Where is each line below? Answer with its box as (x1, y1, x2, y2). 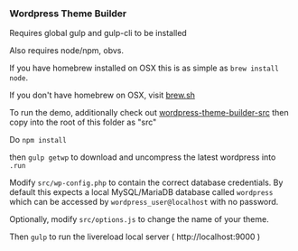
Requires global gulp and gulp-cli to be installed (9, 28, 187, 39)
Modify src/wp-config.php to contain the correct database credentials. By (9, 177, 284, 188)
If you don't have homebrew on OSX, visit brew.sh (9, 89, 196, 101)
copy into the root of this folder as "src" (9, 116, 157, 128)
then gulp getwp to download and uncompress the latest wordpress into (9, 152, 276, 163)
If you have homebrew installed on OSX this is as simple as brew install (9, 62, 280, 74)
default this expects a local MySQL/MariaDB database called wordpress (9, 187, 274, 198)
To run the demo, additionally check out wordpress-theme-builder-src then (9, 107, 289, 118)
